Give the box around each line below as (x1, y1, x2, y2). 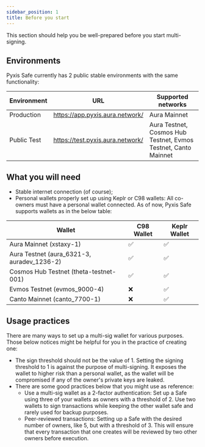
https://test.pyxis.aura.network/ (53, 136, 143, 144)
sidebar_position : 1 (6, 9, 59, 15)
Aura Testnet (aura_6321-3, (9, 250, 92, 258)
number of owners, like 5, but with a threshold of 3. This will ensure (24, 421, 194, 429)
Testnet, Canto (149, 144, 192, 152)
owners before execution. (24, 434, 89, 442)
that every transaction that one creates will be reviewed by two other (24, 428, 198, 435)
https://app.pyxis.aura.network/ (53, 111, 144, 119)
